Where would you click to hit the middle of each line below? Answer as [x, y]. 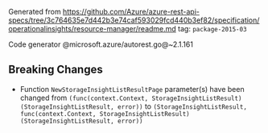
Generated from [35, 12]
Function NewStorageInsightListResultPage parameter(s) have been [132, 89]
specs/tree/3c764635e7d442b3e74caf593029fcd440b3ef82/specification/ [134, 20]
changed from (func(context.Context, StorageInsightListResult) [131, 98]
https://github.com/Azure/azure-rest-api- [131, 12]
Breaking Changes [56, 70]
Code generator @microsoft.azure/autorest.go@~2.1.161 [101, 44]
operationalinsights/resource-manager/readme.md [93, 29]
